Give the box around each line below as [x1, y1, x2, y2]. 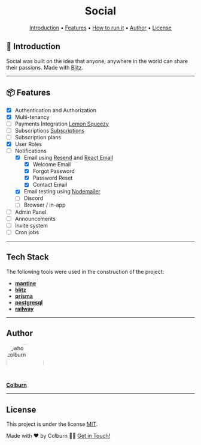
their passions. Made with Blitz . [6, 64, 84, 71]
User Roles [14, 140, 42, 148]
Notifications [14, 147, 47, 154]
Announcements [14, 215, 56, 222]
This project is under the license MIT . [6, 420, 98, 428]
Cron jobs [14, 228, 39, 235]
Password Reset [32, 174, 73, 181]
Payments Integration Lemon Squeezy [14, 120, 109, 127]
